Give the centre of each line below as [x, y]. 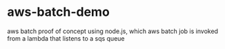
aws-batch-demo [59, 12]
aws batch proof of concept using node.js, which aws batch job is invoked [113, 31]
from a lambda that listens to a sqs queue [66, 38]
